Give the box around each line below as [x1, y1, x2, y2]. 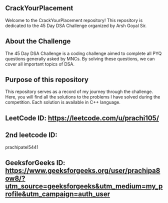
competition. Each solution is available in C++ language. [5, 99, 121, 105]
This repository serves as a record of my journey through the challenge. [5, 88, 153, 94]
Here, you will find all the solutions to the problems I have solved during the [5, 94, 160, 100]
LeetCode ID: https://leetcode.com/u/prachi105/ [5, 113, 159, 122]
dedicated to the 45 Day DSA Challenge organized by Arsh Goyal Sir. [5, 22, 147, 28]
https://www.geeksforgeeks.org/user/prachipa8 [5, 166, 160, 175]
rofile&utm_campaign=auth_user [5, 190, 110, 198]
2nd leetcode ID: [5, 131, 57, 139]
